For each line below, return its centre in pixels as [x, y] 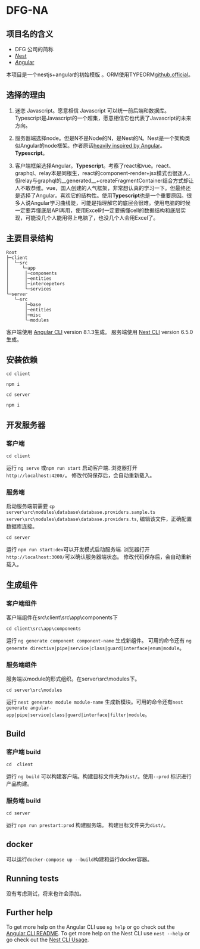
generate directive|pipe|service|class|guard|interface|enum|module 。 [96, 648]
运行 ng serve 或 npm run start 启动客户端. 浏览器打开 [72, 468]
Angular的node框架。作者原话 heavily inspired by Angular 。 [93, 145]
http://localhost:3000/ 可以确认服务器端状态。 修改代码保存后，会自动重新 [99, 557]
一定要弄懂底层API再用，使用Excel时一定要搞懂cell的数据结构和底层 [98, 210]
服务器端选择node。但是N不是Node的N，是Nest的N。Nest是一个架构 [100, 138]
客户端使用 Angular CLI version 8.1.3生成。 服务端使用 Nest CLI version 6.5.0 [100, 332]
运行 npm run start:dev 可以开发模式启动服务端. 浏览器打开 [78, 550]
